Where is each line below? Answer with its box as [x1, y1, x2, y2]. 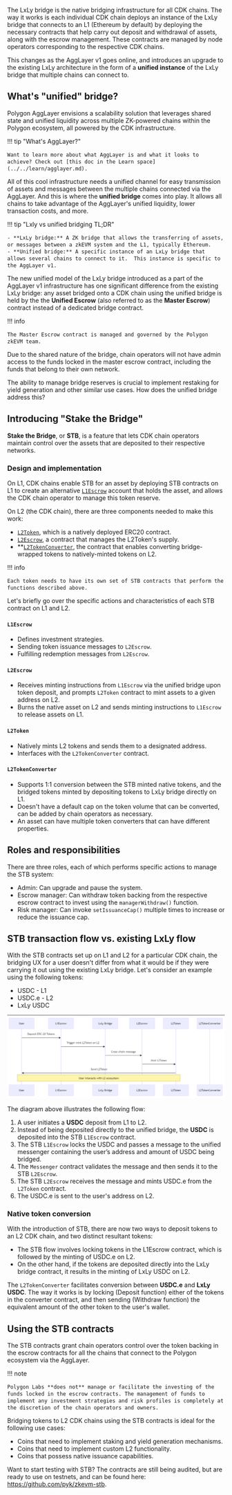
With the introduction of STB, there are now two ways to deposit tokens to [7, 1225, 217, 1233]
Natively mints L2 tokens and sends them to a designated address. [17, 741, 207, 750]
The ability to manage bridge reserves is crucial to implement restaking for [7, 378, 220, 387]
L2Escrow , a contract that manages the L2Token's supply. [17, 535, 180, 544]
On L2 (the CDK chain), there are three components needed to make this [7, 507, 214, 515]
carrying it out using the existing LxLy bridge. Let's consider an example [7, 966, 213, 974]
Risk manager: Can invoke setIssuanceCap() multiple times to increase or [17, 905, 225, 913]
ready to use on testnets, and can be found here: [7, 1472, 146, 1480]
